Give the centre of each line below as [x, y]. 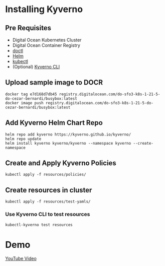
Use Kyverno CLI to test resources [48, 214]
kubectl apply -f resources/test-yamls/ [48, 202]
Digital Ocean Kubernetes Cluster [47, 40]
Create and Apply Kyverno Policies [61, 163]
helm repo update [23, 139]
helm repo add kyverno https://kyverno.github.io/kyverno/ [68, 135]
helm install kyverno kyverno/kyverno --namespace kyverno [68, 143]
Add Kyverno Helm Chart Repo [54, 123]
